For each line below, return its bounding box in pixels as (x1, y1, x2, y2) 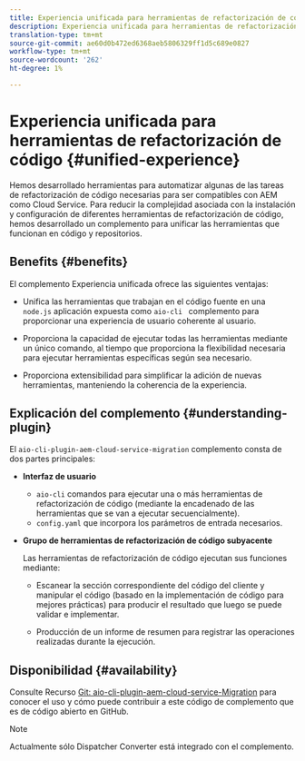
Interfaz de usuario (22, 471, 97, 482)
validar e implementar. (35, 609, 120, 620)
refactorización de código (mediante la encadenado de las (35, 499, 255, 509)
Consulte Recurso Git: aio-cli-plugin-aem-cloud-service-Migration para (9, 687, 277, 697)
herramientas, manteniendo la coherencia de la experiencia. (22, 379, 248, 390)
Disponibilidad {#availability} (9, 662, 178, 677)
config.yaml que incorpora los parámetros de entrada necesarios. (35, 518, 283, 529)
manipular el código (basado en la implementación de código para (35, 589, 284, 600)
